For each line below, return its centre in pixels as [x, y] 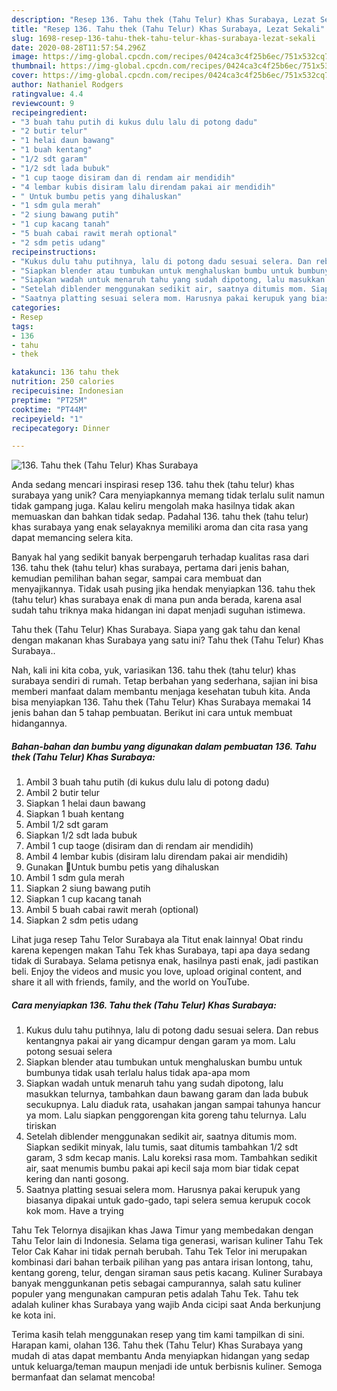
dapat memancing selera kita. [72, 538]
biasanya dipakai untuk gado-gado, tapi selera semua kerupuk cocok [168, 1200]
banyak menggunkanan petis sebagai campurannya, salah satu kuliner [156, 1283]
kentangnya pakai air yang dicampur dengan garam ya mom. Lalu [160, 1041]
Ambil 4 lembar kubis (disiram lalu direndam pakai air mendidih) [157, 857]
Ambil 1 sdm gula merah [75, 878]
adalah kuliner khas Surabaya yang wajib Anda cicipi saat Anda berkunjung [166, 1305]
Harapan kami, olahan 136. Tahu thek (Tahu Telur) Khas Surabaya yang [157, 1345]
